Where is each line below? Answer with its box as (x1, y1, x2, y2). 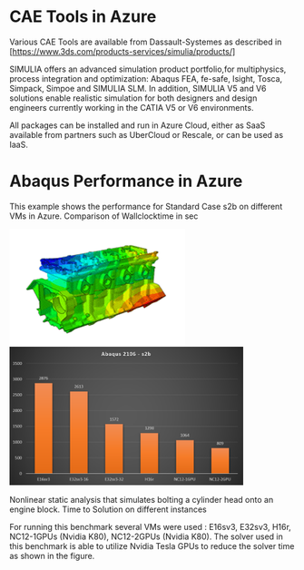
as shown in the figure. (9, 551, 95, 562)
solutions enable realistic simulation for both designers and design (9, 93, 258, 103)
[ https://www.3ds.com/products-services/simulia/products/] (9, 45, 236, 56)
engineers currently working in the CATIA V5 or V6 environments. (9, 102, 254, 113)
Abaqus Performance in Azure (9, 171, 243, 192)
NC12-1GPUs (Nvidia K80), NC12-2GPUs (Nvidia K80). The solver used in (9, 531, 283, 542)
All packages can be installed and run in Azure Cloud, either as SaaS (9, 120, 266, 131)
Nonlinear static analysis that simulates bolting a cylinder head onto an (9, 495, 274, 506)
